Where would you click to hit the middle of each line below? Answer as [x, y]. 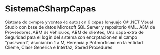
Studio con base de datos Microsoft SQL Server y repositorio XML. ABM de [80, 27]
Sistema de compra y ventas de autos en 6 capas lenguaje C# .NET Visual [79, 22]
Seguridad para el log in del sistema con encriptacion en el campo [71, 37]
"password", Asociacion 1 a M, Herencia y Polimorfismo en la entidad [74, 42]
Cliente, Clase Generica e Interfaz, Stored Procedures [59, 47]
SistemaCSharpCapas [50, 9]
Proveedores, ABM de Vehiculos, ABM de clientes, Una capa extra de [74, 32]
